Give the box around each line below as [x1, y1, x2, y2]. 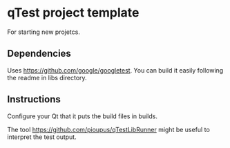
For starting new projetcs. [7, 28, 81, 36]
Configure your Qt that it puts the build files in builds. [7, 112, 157, 120]
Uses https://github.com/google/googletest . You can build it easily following [7, 66, 224, 74]
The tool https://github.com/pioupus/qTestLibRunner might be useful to [7, 125, 211, 133]
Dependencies [7, 48, 71, 59]
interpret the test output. [7, 133, 77, 141]
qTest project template [7, 5, 140, 21]
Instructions [7, 93, 61, 105]
